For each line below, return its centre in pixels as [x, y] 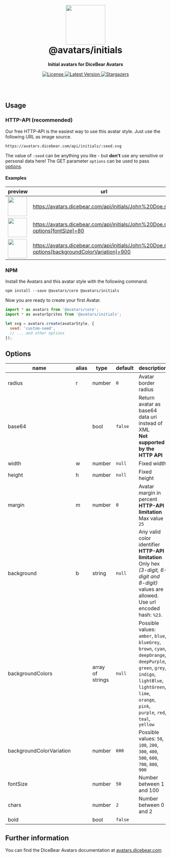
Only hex [149, 564]
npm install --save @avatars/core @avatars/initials [62, 291]
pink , [145, 706]
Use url [147, 602]
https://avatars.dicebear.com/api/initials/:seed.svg [64, 146]
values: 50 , [151, 738]
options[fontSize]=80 [59, 230]
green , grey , [152, 668]
